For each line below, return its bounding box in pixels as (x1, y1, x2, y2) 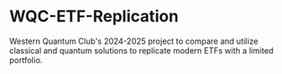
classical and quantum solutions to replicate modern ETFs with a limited (9, 45, 274, 55)
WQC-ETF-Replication (9, 6, 179, 27)
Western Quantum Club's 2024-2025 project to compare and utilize (9, 36, 259, 46)
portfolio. (9, 54, 43, 65)
